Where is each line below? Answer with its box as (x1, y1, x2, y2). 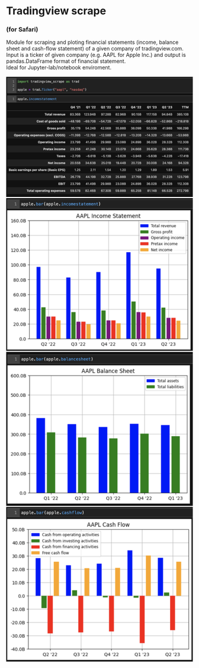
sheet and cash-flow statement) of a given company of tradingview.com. (6, 45, 184, 52)
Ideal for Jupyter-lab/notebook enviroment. (6, 64, 111, 71)
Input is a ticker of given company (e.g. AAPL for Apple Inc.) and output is (6, 52, 187, 59)
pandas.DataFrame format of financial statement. (6, 58, 126, 65)
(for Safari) (6, 26, 38, 34)
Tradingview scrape (6, 4, 107, 18)
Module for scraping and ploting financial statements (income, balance (6, 39, 179, 46)
